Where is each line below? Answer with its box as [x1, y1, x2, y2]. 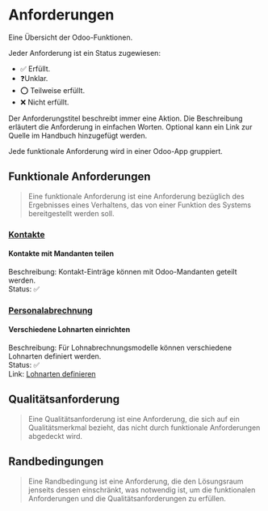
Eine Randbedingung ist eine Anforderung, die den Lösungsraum [27, 476, 244, 486]
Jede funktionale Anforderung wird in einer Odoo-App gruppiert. [8, 146, 224, 155]
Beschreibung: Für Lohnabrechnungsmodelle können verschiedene [8, 343, 232, 352]
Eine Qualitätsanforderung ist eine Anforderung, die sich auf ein [27, 414, 240, 424]
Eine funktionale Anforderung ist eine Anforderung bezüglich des [27, 191, 245, 201]
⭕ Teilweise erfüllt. [19, 85, 86, 95]
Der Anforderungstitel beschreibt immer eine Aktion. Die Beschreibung [8, 113, 244, 123]
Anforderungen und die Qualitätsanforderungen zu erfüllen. [27, 493, 226, 503]
